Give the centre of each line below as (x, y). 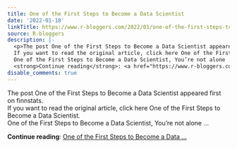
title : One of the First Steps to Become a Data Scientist (96, 14)
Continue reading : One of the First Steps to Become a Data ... (97, 136)
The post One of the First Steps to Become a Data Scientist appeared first (114, 93)
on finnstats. (25, 100)
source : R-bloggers (36, 33)
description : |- (31, 40)
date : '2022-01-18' (36, 20)
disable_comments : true (42, 73)
